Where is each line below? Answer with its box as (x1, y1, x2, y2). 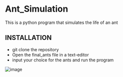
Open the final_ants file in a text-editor (12, 52, 89, 58)
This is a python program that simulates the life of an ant (5, 19, 118, 25)
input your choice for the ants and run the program (12, 57, 114, 63)
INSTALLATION (5, 34, 52, 42)
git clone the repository (12, 46, 59, 52)
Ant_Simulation (5, 3, 69, 15)
